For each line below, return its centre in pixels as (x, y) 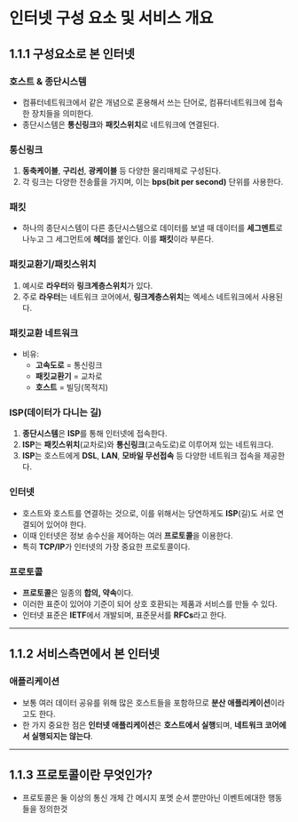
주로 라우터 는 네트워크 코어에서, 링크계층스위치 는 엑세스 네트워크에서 (141, 296)
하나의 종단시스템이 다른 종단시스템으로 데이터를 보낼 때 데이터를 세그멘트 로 (153, 228)
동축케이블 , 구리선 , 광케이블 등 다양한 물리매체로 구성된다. (122, 171)
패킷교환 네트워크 (44, 332)
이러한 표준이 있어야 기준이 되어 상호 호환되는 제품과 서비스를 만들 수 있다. (149, 603)
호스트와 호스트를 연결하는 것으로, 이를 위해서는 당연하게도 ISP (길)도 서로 (148, 513)
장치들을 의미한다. (63, 113)
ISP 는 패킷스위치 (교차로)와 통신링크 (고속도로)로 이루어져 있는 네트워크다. (148, 444)
